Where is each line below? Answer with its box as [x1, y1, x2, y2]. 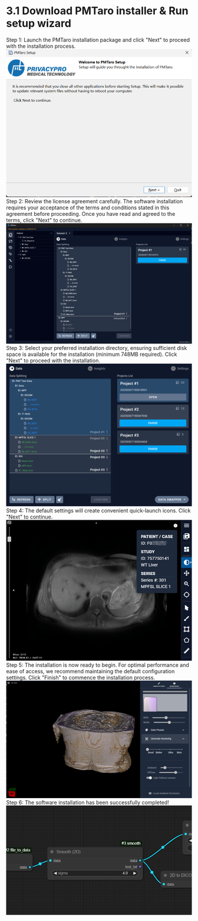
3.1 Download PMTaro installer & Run [6, 4, 189, 18]
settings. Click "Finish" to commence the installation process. [6, 674, 155, 681]
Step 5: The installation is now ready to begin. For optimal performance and [6, 661, 190, 669]
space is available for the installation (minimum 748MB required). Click [6, 351, 177, 358]
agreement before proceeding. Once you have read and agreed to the [6, 210, 176, 217]
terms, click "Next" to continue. [6, 216, 82, 223]
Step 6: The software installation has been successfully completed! [6, 799, 169, 806]
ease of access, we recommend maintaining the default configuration [6, 668, 175, 675]
